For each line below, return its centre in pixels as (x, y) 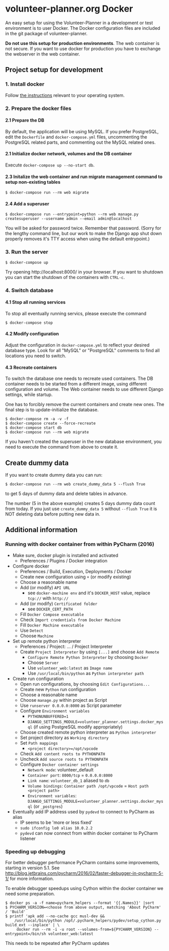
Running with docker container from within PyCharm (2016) (80, 544)
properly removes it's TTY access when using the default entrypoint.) (77, 239)
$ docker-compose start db (34, 428)
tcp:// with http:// (48, 598)
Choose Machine (37, 636)
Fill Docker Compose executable (52, 614)
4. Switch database (30, 290)
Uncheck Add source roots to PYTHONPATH (64, 759)
